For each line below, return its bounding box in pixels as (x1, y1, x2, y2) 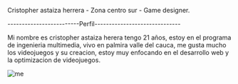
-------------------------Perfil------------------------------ (7, 20, 181, 28)
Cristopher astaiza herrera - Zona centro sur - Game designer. (7, 6, 190, 14)
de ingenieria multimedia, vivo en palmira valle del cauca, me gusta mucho (7, 41, 227, 49)
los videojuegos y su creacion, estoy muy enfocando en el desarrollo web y (7, 49, 229, 56)
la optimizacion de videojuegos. (7, 56, 101, 64)
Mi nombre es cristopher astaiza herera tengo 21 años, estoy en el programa (7, 33, 232, 42)
